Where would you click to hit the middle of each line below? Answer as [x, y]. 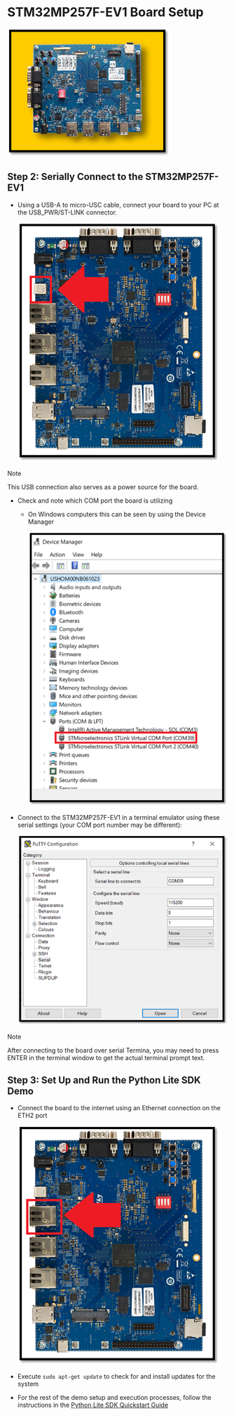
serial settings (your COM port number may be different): [99, 825]
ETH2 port [32, 1116]
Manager [41, 522]
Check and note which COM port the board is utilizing [95, 501]
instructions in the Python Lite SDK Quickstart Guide [93, 1405]
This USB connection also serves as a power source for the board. [103, 487]
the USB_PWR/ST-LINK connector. [67, 212]
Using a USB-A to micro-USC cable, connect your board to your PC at [118, 205]
